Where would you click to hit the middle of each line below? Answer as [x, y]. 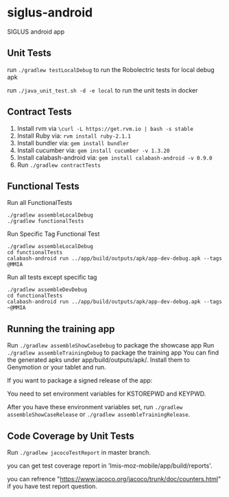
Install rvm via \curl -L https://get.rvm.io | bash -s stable [105, 128]
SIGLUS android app [36, 32]
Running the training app [61, 329]
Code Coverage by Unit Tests [71, 436]
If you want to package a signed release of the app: [80, 380]
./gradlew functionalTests [46, 221]
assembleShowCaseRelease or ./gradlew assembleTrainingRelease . [99, 414]
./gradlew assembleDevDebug [47, 290]
